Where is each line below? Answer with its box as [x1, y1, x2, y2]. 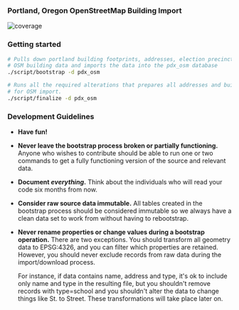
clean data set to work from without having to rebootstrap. [17, 214, 189, 223]
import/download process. [17, 258, 96, 267]
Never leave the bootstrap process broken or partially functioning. [17, 141, 218, 150]
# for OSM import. [7, 88, 62, 96]
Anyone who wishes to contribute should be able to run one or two [17, 149, 213, 157]
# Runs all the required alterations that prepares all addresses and [7, 82, 221, 89]
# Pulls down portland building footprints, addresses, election [7, 55, 205, 62]
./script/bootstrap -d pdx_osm [7, 69, 100, 76]
